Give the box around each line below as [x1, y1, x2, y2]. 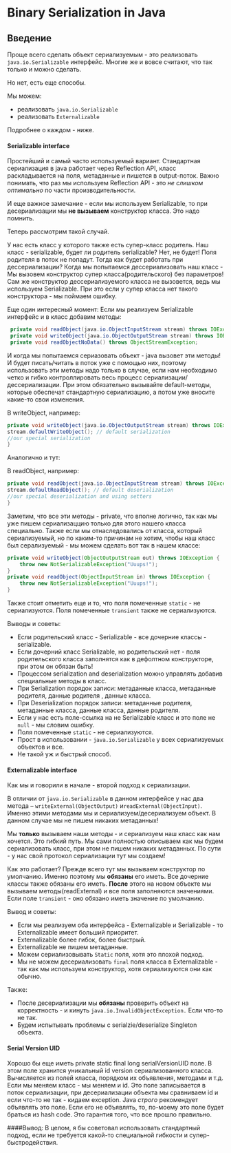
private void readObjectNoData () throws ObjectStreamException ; [10, 339, 198, 346]
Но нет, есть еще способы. [7, 79, 86, 87]
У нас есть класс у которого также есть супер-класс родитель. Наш [7, 241, 209, 249]
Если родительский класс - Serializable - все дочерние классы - [16, 633, 207, 641]
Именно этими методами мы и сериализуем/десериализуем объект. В [7, 809, 217, 818]
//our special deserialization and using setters [7, 493, 153, 500]
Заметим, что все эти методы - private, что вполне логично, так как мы [7, 512, 218, 520]
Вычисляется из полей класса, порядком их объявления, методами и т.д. [7, 1074, 223, 1082]
